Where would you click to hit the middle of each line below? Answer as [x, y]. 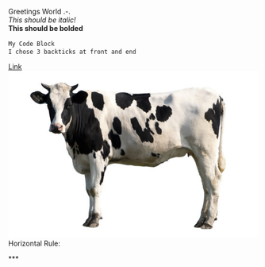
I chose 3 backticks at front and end [72, 52]
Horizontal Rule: [35, 243]
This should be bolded [46, 28]
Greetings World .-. [40, 12]
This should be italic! [42, 20]
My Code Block [32, 44]
